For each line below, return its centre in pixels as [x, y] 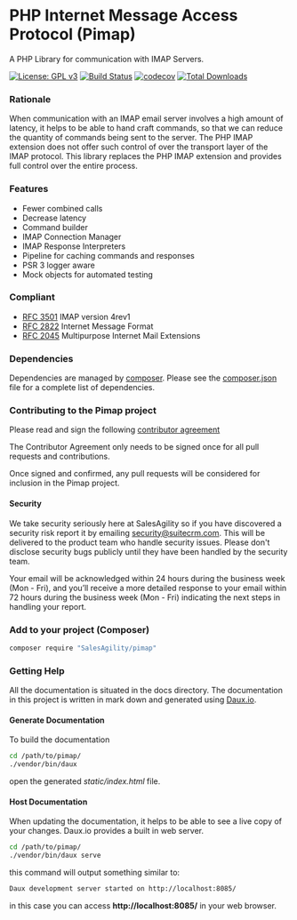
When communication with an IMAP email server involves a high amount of [146, 119]
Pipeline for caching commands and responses [108, 255]
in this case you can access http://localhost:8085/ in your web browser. [143, 905]
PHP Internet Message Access [124, 16]
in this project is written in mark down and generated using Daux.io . [133, 700]
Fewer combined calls [62, 208]
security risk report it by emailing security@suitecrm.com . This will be [137, 532]
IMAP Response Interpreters [74, 246]
